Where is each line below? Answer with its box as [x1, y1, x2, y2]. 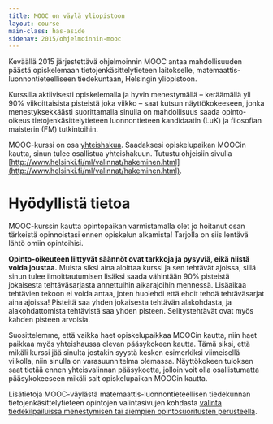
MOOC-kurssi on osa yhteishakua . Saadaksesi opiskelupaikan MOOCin [8, 140, 246, 150]
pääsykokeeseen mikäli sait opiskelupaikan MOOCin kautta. [8, 374, 208, 383]
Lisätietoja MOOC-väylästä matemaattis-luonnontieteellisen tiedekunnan [8, 389, 251, 399]
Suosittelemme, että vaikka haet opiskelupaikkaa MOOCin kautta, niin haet [8, 331, 258, 340]
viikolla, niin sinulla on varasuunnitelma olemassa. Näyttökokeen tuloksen [8, 357, 253, 366]
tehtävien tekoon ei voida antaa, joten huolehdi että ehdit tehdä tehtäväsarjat [8, 289, 265, 299]
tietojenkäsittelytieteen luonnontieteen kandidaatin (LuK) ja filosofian [32, 115, 262, 126]
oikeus [8, 115, 31, 126]
